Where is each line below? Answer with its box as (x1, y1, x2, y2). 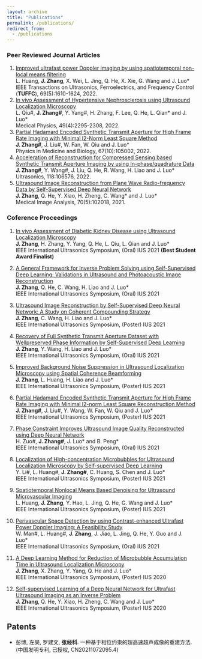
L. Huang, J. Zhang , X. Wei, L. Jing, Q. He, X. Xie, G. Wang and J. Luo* (15, 77, 190, 85)
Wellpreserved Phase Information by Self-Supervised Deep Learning (15, 339, 185, 346)
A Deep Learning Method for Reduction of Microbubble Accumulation (15, 554, 188, 562)
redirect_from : (7, 25, 45, 32)
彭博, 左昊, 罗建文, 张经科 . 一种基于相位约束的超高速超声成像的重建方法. (15, 638, 192, 646)
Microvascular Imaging (15, 493, 73, 500)
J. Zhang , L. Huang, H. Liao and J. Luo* (15, 376, 113, 383)
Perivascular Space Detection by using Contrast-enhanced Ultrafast (15, 517, 184, 524)
